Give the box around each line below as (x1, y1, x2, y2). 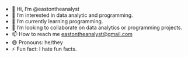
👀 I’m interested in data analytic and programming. (11, 12, 133, 19)
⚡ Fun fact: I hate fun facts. (11, 45, 77, 52)
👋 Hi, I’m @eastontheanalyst (11, 6, 80, 12)
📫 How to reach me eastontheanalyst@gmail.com (11, 31, 133, 37)
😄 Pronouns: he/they (11, 39, 63, 46)
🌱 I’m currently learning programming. (11, 18, 103, 24)
